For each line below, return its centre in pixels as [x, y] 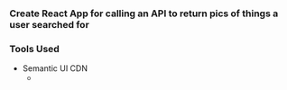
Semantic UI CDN [55, 68]
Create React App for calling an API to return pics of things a [144, 13]
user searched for [50, 24]
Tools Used [35, 49]
